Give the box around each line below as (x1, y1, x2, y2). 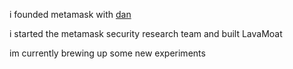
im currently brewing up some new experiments (9, 47, 206, 59)
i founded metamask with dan (9, 9, 132, 20)
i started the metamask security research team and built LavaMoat (9, 28, 283, 39)
